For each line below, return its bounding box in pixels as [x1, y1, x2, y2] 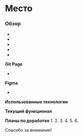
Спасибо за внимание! [5, 127, 52, 133]
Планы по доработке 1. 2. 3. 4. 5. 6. [5, 118, 79, 124]
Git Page [5, 61, 23, 67]
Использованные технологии [5, 99, 68, 105]
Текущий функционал [5, 108, 52, 114]
